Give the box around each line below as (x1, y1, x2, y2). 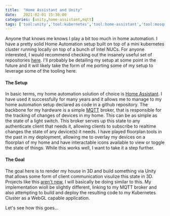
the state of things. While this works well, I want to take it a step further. (5, 145, 155, 151)
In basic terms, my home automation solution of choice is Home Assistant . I (5, 91, 162, 97)
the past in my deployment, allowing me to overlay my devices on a (5, 134, 146, 140)
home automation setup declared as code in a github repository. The (5, 102, 148, 108)
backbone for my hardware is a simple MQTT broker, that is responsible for (5, 107, 162, 113)
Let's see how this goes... (5, 204, 59, 211)
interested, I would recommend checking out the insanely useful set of (5, 52, 152, 58)
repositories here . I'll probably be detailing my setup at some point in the (5, 57, 156, 64)
